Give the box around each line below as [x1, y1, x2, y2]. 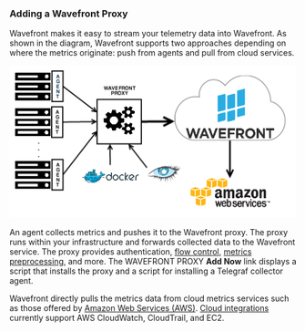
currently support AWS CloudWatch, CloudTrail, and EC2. [9, 312, 225, 323]
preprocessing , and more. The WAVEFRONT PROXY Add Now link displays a [9, 255, 297, 266]
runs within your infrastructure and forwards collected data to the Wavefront [9, 236, 296, 247]
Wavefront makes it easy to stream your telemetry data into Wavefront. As [9, 28, 287, 39]
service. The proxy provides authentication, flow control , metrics [9, 245, 252, 257]
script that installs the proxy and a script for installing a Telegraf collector [9, 265, 284, 276]
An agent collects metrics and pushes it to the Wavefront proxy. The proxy [9, 226, 289, 237]
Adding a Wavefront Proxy [9, 7, 128, 20]
